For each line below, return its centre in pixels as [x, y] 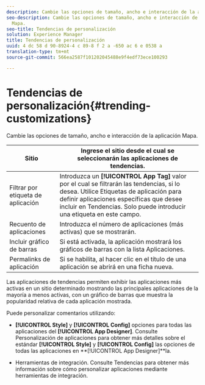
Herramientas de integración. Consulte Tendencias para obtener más [102, 362]
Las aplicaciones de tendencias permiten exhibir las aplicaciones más [94, 281]
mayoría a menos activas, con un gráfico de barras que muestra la [90, 295]
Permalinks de [30, 259]
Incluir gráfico [29, 241]
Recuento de [27, 224]
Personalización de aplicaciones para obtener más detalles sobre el [100, 337]
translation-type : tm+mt [38, 52]
